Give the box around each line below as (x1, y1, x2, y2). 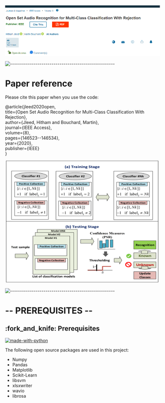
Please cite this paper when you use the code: (5, 94, 99, 100)
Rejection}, (5, 114, 27, 120)
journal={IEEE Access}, (5, 125, 52, 130)
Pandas (12, 361, 28, 368)
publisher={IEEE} (5, 145, 40, 151)
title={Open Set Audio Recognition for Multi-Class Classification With (5, 109, 145, 115)
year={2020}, (5, 140, 33, 146)
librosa (12, 393, 26, 399)
